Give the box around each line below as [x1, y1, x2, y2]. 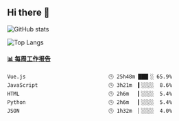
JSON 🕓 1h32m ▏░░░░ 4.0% [7, 107, 173, 115]
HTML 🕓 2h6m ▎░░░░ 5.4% [7, 90, 173, 98]
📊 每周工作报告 [7, 55, 51, 63]
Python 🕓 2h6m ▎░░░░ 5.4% [7, 99, 173, 106]
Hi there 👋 [7, 7, 50, 18]
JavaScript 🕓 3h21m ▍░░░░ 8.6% [7, 82, 173, 89]
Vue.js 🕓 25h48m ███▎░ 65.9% [7, 73, 173, 81]
